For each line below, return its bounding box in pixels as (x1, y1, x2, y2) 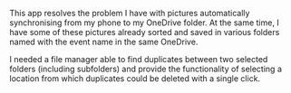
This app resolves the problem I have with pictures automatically (9, 8, 250, 18)
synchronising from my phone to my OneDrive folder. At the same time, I (9, 17, 279, 28)
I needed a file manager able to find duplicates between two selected (9, 54, 268, 64)
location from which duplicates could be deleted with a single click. (9, 73, 261, 84)
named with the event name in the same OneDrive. (9, 36, 199, 47)
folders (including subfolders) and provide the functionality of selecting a (9, 63, 283, 74)
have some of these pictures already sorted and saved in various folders (9, 27, 280, 37)
